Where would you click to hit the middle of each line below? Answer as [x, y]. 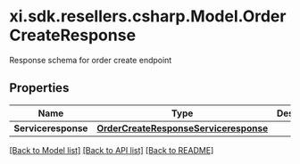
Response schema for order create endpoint [91, 60]
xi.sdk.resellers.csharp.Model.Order [148, 16]
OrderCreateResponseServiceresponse [183, 128]
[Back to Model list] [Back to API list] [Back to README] [112, 150]
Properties [39, 88]
